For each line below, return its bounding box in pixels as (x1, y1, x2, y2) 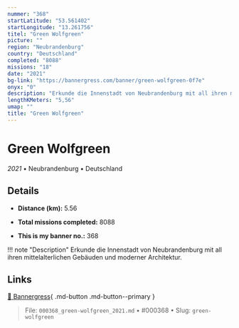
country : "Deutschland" (7, 51, 78, 58)
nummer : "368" (7, 10, 50, 18)
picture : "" (7, 37, 43, 44)
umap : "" (7, 103, 33, 111)
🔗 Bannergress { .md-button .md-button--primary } (7, 292, 155, 301)
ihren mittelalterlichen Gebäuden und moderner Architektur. (7, 252, 183, 261)
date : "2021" (7, 70, 46, 77)
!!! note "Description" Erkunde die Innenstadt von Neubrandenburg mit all (7, 245, 223, 254)
